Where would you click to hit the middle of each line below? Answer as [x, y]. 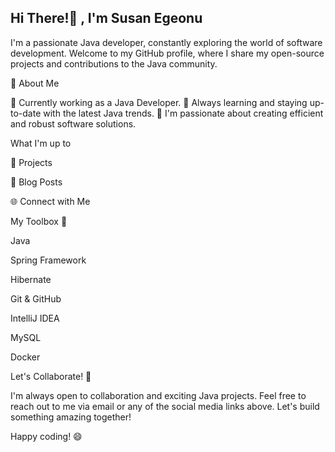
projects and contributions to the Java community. [114, 63]
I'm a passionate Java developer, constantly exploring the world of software [166, 42]
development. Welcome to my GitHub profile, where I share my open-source [167, 53]
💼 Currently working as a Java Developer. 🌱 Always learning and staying [159, 102]
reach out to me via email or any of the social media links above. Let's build [165, 406]
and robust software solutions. [73, 123]
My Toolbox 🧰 [39, 221]
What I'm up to [41, 143]
